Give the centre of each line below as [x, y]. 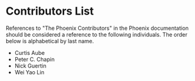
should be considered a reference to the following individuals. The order [97, 34]
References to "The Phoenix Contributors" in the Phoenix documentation [97, 28]
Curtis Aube [30, 52]
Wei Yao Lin [29, 72]
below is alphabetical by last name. [50, 41]
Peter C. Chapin [35, 59]
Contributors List [50, 11]
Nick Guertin [30, 66]
